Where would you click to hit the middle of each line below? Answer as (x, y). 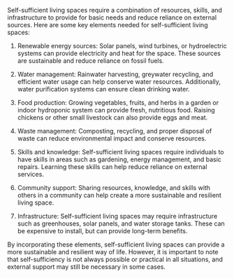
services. (30, 174)
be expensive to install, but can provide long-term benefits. (102, 231)
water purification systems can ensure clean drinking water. (103, 89)
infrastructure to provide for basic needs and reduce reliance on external (112, 17)
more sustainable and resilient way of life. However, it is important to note (113, 252)
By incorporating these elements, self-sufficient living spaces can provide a (116, 244)
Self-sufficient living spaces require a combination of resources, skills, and (115, 10)
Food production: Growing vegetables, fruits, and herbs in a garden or (118, 103)
